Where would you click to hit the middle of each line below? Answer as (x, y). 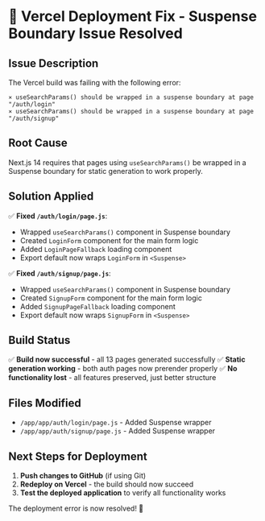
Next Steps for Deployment (78, 456)
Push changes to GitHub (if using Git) (83, 476)
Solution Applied (51, 196)
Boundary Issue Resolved (95, 33)
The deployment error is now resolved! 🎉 (76, 509)
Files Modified (45, 403)
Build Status (39, 340)
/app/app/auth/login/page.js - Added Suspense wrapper (116, 423)
